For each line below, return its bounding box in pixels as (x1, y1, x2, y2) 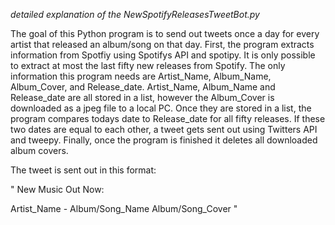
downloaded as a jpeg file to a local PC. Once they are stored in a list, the (10, 102, 312, 114)
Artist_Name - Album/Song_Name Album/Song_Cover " (10, 203, 238, 214)
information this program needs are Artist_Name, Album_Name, (10, 70, 272, 82)
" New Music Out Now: (10, 184, 105, 195)
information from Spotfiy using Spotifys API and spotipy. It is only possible (10, 49, 316, 61)
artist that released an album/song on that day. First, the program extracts (10, 39, 315, 50)
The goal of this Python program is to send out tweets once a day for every (10, 28, 320, 39)
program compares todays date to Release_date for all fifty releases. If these (10, 113, 326, 124)
